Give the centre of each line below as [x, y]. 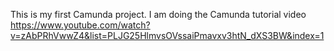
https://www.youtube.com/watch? [80, 25]
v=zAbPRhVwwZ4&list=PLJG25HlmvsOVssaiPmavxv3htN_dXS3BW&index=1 [167, 35]
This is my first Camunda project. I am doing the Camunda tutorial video [158, 14]
